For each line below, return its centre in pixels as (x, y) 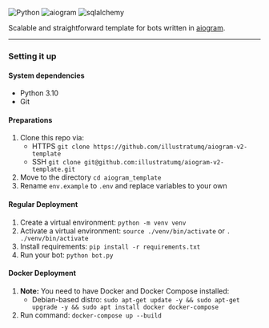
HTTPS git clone (61, 146)
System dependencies (46, 75)
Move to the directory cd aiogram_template (90, 177)
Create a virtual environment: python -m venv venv (103, 222)
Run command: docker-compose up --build (90, 315)
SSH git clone (56, 162)
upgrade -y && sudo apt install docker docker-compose (125, 307)
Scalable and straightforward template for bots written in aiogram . (117, 28)
